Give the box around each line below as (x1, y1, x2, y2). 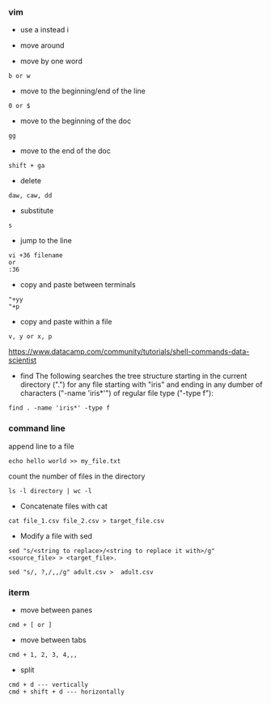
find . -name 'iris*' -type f (8, 404, 111, 412)
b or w (8, 72, 31, 80)
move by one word (19, 56, 83, 67)
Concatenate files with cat (19, 501, 108, 511)
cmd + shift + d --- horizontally (8, 688, 125, 696)
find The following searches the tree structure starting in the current (19, 371, 248, 381)
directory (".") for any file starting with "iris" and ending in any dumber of (19, 380, 263, 389)
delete (19, 176, 42, 186)
